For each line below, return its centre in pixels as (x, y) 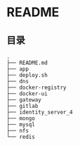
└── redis (21, 137)
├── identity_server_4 (40, 112)
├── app (18, 69)
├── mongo (21, 118)
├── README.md (27, 63)
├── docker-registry (37, 87)
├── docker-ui (27, 94)
